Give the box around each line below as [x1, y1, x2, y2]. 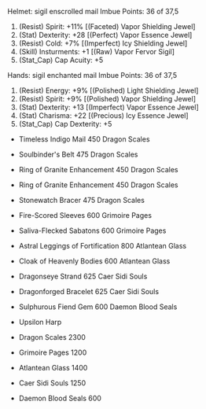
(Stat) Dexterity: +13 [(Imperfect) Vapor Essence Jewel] [18, 102, 200, 112]
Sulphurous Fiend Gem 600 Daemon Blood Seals [18, 302, 178, 311]
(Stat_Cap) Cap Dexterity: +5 [18, 120, 112, 128]
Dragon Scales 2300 [18, 333, 86, 341]
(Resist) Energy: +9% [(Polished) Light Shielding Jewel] [18, 86, 199, 95]
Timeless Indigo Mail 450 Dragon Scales [18, 134, 150, 144]
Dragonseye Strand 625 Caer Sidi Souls [18, 271, 148, 281]
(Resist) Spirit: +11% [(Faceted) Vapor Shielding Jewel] [18, 22, 196, 31]
